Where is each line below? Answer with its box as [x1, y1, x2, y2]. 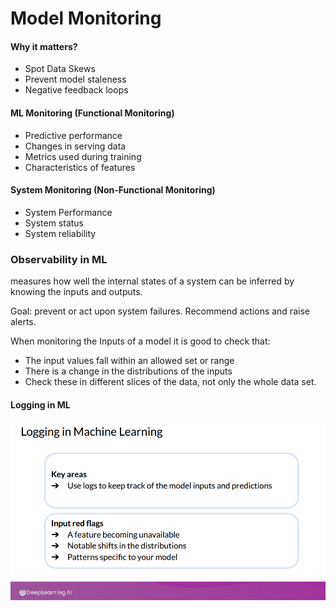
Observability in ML [10, 252, 108, 266]
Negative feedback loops [24, 84, 129, 96]
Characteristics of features [24, 161, 136, 173]
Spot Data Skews [24, 63, 96, 75]
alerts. [10, 316, 37, 328]
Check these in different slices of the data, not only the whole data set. [24, 376, 317, 388]
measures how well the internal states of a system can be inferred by [10, 275, 295, 287]
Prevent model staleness [24, 73, 127, 86]
